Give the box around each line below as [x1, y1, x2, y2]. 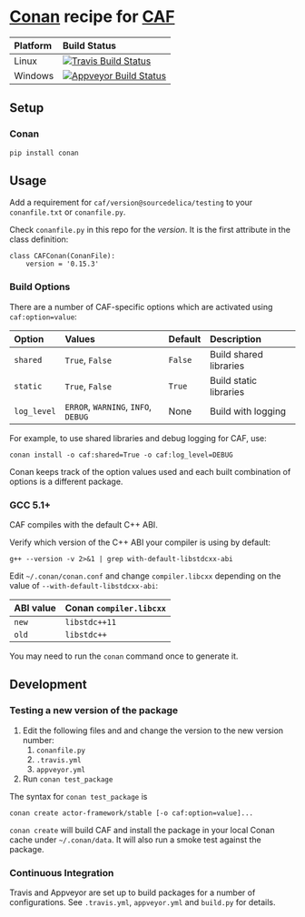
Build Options [9, 280, 71, 293]
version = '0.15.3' [25, 259, 100, 269]
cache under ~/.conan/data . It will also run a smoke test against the [9, 834, 261, 845]
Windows [14, 69, 54, 82]
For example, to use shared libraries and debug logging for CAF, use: [9, 432, 268, 443]
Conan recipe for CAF [9, 6, 175, 27]
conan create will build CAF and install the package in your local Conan [9, 824, 275, 835]
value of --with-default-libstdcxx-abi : [9, 580, 159, 591]
